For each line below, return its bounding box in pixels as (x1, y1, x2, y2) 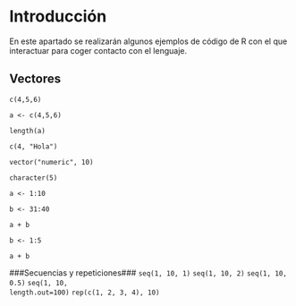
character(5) (9, 173, 58, 183)
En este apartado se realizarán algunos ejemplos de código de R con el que (9, 36, 288, 47)
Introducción (9, 6, 107, 27)
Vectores (9, 72, 61, 87)
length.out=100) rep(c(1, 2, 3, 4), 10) (9, 288, 160, 297)
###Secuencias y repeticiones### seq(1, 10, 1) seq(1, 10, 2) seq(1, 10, (9, 267, 288, 278)
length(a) (9, 126, 47, 135)
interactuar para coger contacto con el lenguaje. (9, 45, 188, 55)
